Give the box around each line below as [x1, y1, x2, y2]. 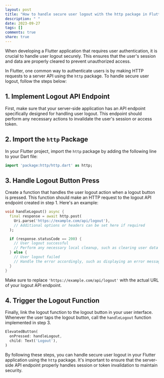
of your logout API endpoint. [5, 282, 62, 288]
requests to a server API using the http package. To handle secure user [5, 73, 149, 79]
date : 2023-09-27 [5, 21, 41, 26]
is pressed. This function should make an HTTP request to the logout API [5, 194, 152, 201]
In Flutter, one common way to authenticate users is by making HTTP [5, 68, 144, 73]
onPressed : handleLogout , [9, 334, 62, 339]
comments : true [5, 30, 36, 35]
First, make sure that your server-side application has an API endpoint [5, 105, 145, 111]
